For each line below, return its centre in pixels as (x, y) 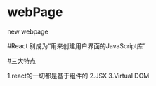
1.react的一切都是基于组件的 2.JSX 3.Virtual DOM (78, 76)
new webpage (28, 31)
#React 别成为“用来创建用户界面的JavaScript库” (77, 45)
